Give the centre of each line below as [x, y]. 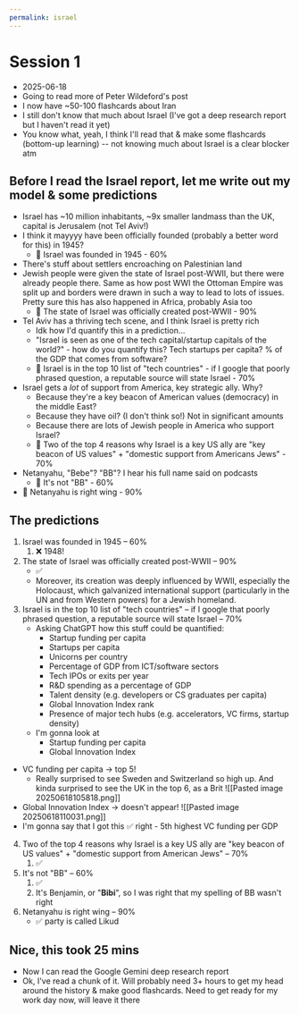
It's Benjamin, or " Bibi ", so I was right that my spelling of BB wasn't [158, 893]
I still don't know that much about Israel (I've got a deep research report [154, 115]
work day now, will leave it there [81, 1000]
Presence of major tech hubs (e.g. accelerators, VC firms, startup [169, 714]
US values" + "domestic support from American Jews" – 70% [135, 854]
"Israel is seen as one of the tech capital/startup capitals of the [151, 340]
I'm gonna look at [67, 733]
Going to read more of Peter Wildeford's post [105, 96]
